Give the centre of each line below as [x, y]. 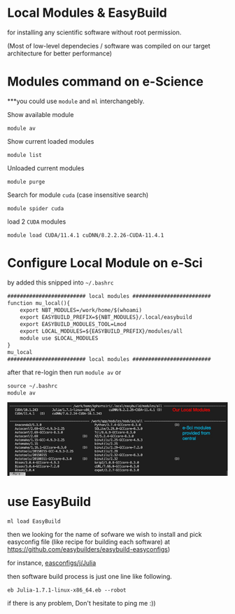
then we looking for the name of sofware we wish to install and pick [105, 534]
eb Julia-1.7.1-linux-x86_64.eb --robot [67, 590]
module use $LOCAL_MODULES [59, 338]
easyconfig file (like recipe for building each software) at [88, 542]
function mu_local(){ [39, 303]
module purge [26, 182]
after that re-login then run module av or [64, 372]
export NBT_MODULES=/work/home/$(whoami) [81, 310]
